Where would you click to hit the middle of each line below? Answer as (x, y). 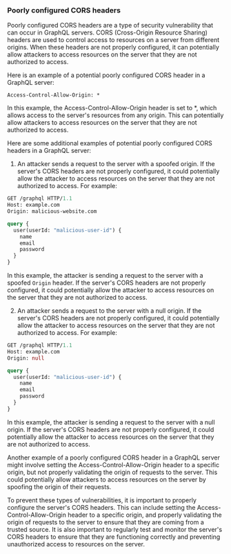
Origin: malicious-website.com (52, 212)
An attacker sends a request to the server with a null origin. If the (109, 311)
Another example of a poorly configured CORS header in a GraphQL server (114, 458)
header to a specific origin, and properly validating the (145, 515)
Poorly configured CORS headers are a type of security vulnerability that (110, 25)
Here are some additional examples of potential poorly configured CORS (110, 143)
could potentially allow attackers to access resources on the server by (107, 479)
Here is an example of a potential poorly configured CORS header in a (106, 75)
